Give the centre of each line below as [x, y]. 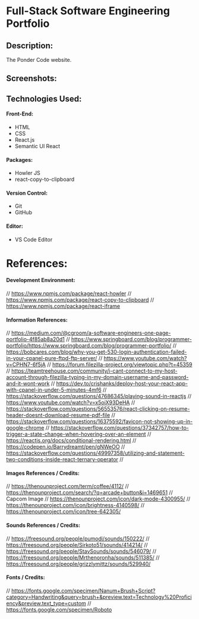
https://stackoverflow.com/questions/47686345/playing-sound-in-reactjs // [99, 396]
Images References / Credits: [43, 473]
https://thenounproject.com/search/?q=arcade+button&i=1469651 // [90, 493]
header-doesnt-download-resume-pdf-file [58, 415]
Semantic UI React [37, 146]
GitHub [23, 212]
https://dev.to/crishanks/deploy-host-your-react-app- [122, 384]
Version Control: [27, 193]
